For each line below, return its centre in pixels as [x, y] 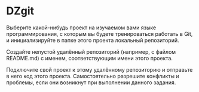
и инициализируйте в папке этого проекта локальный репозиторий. [93, 40]
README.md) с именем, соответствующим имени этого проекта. [90, 58]
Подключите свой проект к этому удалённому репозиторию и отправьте [99, 69]
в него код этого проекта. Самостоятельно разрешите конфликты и [93, 76]
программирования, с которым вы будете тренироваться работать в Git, [99, 33]
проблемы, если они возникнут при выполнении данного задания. [91, 82]
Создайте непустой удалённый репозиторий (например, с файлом [91, 51]
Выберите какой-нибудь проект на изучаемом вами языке [81, 27]
